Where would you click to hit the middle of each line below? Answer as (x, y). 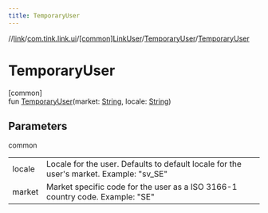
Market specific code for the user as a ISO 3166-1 (142, 187)
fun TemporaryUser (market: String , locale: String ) (90, 101)
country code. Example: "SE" (100, 197)
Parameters (38, 126)
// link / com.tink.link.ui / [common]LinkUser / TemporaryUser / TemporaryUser (129, 38)
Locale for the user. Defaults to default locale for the (144, 164)
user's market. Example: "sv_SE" (107, 174)
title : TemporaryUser (44, 16)
